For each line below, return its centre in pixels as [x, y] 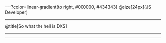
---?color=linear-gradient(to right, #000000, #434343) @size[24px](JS [78, 7]
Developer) [17, 12]
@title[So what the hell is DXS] [36, 26]
